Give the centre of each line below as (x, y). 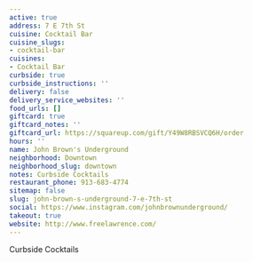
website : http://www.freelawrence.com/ (83, 224)
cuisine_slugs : (37, 42)
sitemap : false (37, 191)
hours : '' (28, 141)
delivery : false (39, 91)
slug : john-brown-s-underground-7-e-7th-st (91, 199)
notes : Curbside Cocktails (59, 174)
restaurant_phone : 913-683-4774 (69, 183)
